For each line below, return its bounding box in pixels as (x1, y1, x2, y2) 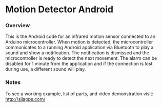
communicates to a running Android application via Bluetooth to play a (5, 45, 154, 51)
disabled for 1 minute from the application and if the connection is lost (5, 60, 153, 67)
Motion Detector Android (5, 4, 114, 15)
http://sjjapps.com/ (5, 96, 46, 102)
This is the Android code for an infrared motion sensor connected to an (5, 33, 155, 39)
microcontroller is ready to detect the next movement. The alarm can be (5, 55, 157, 61)
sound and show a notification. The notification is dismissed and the (5, 50, 150, 56)
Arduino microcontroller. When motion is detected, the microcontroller (5, 39, 153, 45)
